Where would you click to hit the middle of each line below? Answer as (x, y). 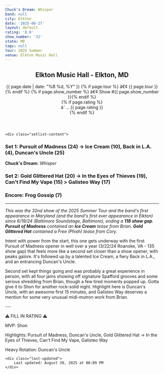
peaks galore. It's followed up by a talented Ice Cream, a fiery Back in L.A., (80, 256)
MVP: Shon (16, 325)
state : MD (15, 42)
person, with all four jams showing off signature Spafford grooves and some (81, 276)
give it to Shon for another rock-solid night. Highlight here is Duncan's (75, 286)
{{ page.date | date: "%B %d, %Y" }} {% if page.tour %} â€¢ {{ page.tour (80, 87)
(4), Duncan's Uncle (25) (35, 153)
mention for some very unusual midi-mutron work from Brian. (67, 297)
